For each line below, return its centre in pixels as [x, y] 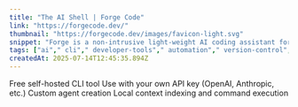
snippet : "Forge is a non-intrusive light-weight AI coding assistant [142, 42]
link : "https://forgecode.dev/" [69, 26]
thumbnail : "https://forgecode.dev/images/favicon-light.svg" [126, 34]
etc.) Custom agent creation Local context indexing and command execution [149, 93]
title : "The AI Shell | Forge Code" [77, 17]
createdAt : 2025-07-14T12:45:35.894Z [79, 58]
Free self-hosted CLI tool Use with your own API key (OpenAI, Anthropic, [142, 84]
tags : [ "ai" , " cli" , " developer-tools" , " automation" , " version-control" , [150, 50]
